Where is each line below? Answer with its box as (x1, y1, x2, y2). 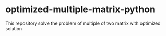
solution (5, 25, 22, 31)
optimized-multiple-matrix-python (5, 4, 156, 15)
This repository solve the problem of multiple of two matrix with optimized (5, 20, 161, 26)
